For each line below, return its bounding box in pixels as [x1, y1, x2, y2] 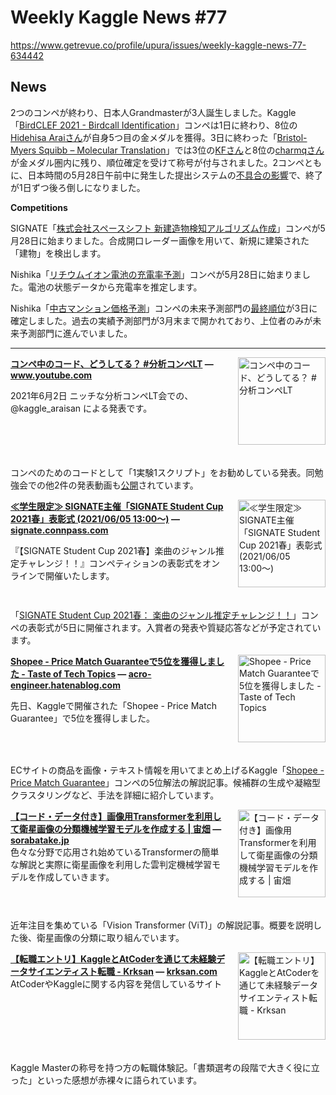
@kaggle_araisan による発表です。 [10, 402, 153, 414]
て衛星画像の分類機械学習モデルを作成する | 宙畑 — [10, 822, 222, 835]
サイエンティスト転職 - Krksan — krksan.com [27, 965, 218, 977]
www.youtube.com [10, 369, 93, 381]
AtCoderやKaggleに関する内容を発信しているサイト [10, 977, 223, 990]
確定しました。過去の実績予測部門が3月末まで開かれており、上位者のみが [10, 314, 313, 326]
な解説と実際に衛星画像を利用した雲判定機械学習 [10, 858, 212, 870]
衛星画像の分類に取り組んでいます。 [36, 931, 185, 943]
